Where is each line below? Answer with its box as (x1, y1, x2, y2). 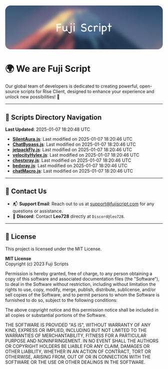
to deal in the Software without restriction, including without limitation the (5, 281, 156, 287)
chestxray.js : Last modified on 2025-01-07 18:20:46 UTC (12, 157, 131, 163)
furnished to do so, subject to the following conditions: (5, 297, 117, 303)
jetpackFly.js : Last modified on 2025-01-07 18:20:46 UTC (12, 147, 132, 153)
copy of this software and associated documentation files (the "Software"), (5, 276, 160, 282)
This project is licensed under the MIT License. (5, 246, 102, 252)
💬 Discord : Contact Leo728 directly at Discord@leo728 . (12, 213, 125, 219)
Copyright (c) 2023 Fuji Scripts (5, 261, 69, 267)
